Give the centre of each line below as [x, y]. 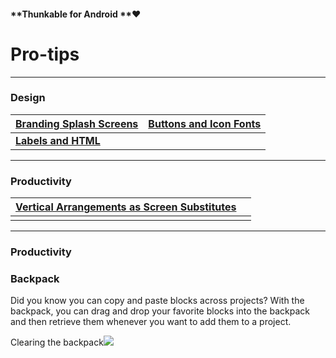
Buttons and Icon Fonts [205, 123]
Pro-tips [45, 54]
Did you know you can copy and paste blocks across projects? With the [157, 301]
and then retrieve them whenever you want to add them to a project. [151, 322]
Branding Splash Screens [77, 123]
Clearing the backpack [57, 342]
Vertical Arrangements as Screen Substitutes [126, 207]
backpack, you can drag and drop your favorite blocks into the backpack [160, 311]
